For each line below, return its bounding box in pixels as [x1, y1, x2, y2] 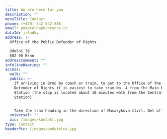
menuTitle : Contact [5, 16, 46, 21]
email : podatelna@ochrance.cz [5, 26, 68, 31]
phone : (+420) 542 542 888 [5, 21, 61, 26]
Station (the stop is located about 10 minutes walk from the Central [14, 90, 164, 95]
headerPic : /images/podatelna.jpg [5, 127, 77, 132]
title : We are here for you [5, 7, 64, 12]
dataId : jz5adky [5, 30, 39, 35]
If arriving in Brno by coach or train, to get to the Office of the [14, 81, 162, 86]
